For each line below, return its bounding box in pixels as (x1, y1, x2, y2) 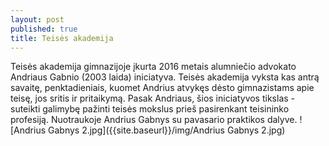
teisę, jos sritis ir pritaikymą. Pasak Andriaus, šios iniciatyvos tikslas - (10, 92, 296, 105)
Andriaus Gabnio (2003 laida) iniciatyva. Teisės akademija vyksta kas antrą (10, 71, 320, 83)
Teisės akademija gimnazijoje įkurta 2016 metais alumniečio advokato (10, 61, 297, 73)
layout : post (10, 14, 65, 25)
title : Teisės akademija (10, 33, 114, 43)
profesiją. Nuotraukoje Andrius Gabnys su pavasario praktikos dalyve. (10, 114, 298, 126)
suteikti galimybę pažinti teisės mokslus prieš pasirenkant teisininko (10, 103, 290, 115)
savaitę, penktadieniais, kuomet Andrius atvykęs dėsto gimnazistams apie (10, 82, 315, 94)
